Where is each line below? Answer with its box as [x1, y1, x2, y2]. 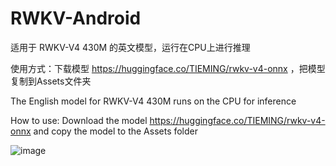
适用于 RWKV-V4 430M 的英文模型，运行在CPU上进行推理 [10, 41, 251, 53]
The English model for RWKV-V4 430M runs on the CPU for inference [10, 95, 297, 107]
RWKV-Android [10, 7, 142, 30]
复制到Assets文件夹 [10, 75, 92, 87]
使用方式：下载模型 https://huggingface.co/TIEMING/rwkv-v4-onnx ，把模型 [10, 62, 326, 74]
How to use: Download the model [10, 114, 148, 126]
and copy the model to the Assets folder [33, 125, 199, 137]
